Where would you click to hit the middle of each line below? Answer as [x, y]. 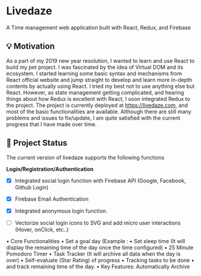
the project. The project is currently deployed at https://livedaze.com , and [97, 105]
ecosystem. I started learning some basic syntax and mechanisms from [94, 73]
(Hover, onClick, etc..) [42, 229]
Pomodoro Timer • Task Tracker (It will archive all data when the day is [93, 254]
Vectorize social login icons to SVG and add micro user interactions [98, 223]
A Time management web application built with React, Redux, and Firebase [99, 27]
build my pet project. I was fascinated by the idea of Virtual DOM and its [95, 67]
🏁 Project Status [37, 143]
